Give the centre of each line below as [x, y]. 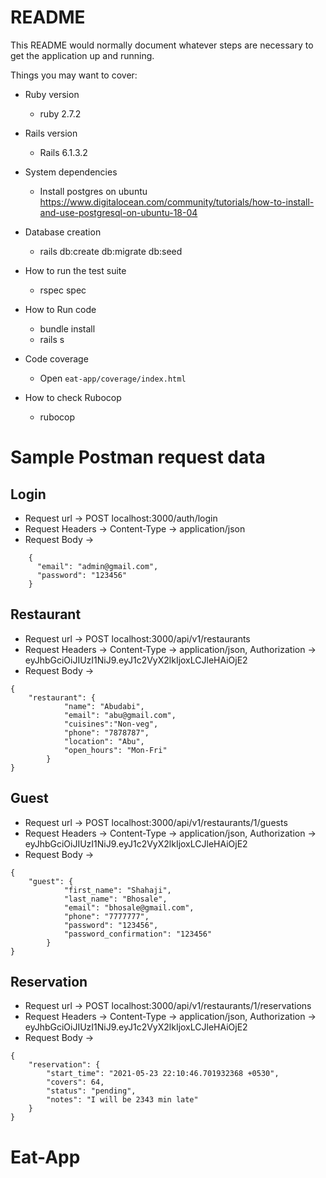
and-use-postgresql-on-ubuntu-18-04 [118, 212]
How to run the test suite [75, 270]
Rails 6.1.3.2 [63, 152]
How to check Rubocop [73, 397]
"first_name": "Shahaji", [117, 890]
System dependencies [71, 172]
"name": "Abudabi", [104, 706]
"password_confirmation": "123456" [138, 934]
